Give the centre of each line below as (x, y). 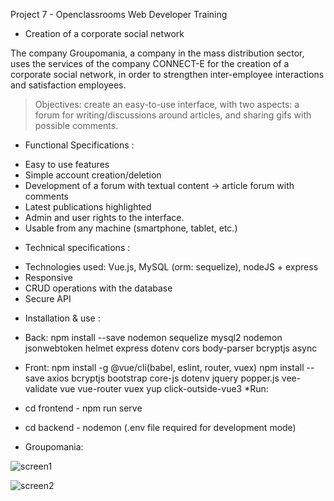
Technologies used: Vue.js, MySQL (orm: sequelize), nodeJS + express (171, 267)
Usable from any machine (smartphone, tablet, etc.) (131, 228)
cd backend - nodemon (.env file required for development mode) (160, 427)
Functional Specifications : (79, 145)
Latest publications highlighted (88, 207)
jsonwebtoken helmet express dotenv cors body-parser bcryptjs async (171, 348)
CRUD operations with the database (98, 288)
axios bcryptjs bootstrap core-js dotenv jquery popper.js (163, 378)
